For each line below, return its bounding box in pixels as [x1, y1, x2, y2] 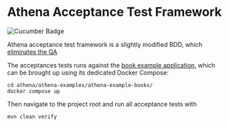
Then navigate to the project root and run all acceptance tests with [7, 99, 197, 108]
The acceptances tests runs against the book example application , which [7, 61, 216, 69]
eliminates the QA [7, 48, 57, 56]
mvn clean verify [7, 113, 57, 120]
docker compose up [7, 88, 60, 95]
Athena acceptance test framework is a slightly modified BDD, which [7, 40, 203, 48]
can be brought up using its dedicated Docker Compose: [7, 68, 169, 77]
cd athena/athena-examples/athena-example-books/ [7, 81, 154, 88]
